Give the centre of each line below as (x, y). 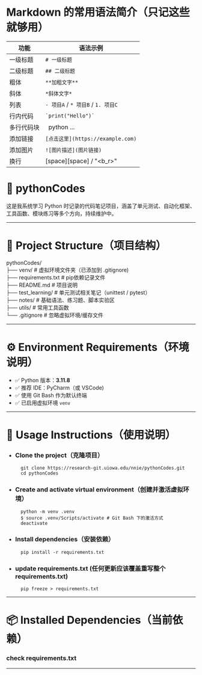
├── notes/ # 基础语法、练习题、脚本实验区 (61, 300)
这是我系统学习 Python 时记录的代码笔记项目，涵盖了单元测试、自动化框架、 (101, 206)
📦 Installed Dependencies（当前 (90, 620)
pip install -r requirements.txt (63, 552)
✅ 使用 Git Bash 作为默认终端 (51, 395)
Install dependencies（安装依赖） (65, 540)
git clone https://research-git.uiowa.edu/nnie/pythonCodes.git (103, 468)
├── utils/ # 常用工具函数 (38, 307)
